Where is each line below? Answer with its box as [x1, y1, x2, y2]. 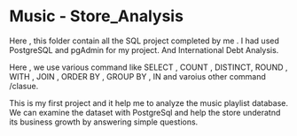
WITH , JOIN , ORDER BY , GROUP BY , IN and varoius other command [9, 71, 266, 81]
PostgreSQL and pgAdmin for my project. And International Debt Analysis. [9, 44, 279, 55]
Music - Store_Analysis [9, 6, 184, 26]
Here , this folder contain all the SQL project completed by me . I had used [9, 35, 279, 46]
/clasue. [9, 80, 39, 91]
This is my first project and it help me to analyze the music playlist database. [9, 97, 288, 108]
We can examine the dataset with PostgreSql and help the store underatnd [9, 107, 281, 117]
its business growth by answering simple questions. [9, 117, 199, 127]
